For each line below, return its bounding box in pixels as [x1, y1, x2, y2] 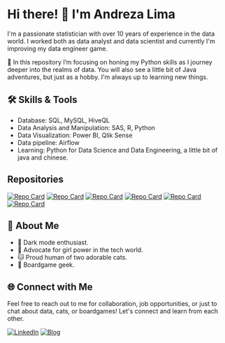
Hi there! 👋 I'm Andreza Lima [7, 6, 176, 22]
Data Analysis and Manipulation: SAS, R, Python [17, 123, 156, 132]
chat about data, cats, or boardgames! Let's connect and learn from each [7, 307, 219, 316]
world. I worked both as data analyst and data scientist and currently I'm [7, 36, 215, 45]
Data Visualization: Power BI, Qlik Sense [17, 131, 133, 139]
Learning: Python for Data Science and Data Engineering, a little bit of [17, 146, 218, 154]
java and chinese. [17, 153, 68, 162]
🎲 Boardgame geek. [17, 260, 75, 269]
